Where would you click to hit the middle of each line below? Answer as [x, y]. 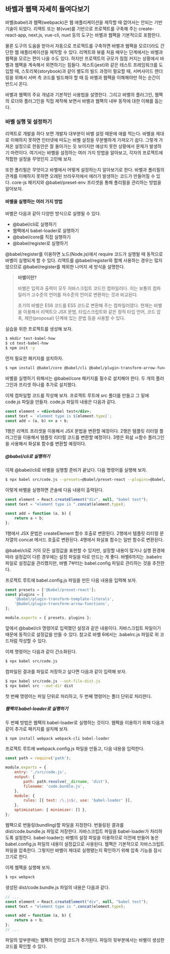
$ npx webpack [20, 877]
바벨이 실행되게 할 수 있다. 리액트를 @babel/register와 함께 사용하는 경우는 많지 [84, 261]
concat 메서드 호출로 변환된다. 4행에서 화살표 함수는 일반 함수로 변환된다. [91, 540]
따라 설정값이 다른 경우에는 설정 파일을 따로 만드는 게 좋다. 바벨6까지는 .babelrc [84, 556]
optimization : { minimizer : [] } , [51, 810]
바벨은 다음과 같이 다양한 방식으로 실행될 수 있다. [53, 214]
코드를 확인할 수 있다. [26, 946]
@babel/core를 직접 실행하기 [41, 237]
